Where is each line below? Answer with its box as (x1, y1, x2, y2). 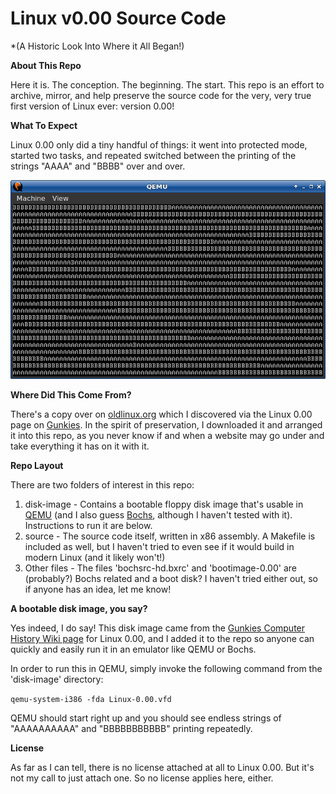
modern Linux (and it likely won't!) (24, 552, 166, 564)
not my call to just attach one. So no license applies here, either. (10, 772, 274, 784)
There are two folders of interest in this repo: (10, 479, 195, 491)
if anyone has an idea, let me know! (24, 583, 172, 596)
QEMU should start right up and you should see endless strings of (10, 712, 282, 724)
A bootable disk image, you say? (10, 603, 148, 615)
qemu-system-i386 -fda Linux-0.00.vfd (10, 695, 172, 705)
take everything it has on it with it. (10, 440, 150, 452)
